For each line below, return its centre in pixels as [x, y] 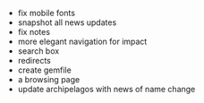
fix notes [34, 32]
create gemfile [44, 70]
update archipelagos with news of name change [106, 89]
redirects [34, 60]
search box [38, 51]
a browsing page [49, 79]
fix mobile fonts [47, 13]
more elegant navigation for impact [82, 41]
